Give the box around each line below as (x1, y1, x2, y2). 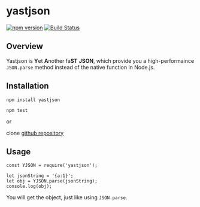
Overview (6, 41, 44, 51)
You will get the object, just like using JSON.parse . (6, 194, 128, 201)
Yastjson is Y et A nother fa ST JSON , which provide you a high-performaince (6, 57, 195, 64)
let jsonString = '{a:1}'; (6, 173, 74, 179)
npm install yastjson (6, 97, 60, 103)
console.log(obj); (6, 184, 52, 190)
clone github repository (6, 129, 64, 136)
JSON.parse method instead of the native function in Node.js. (6, 63, 155, 71)
